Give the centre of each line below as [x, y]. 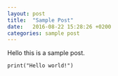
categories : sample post [44, 33]
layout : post [26, 14]
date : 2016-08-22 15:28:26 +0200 [59, 26]
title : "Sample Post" [40, 20]
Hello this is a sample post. [46, 53]
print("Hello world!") [40, 66]
